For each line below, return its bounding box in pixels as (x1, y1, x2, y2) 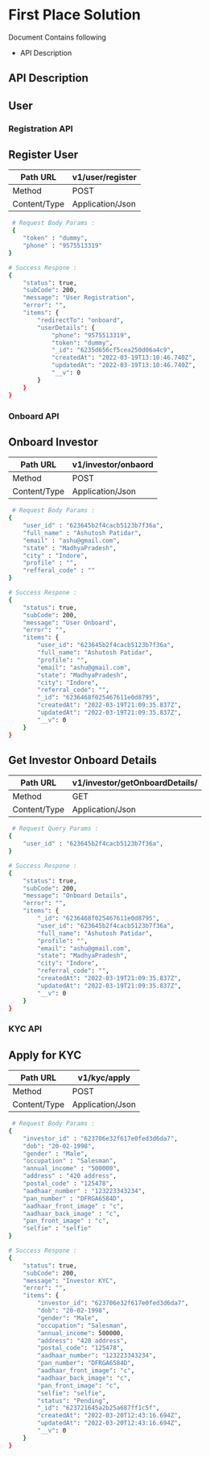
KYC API (8, 1023, 43, 1034)
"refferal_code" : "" (23, 566, 95, 574)
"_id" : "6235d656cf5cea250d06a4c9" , (51, 346, 175, 354)
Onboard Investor (8, 435, 99, 449)
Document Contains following (8, 32, 107, 42)
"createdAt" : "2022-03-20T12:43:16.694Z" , (37, 1412, 182, 1420)
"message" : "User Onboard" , (23, 619, 117, 627)
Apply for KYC (8, 1048, 82, 1062)
